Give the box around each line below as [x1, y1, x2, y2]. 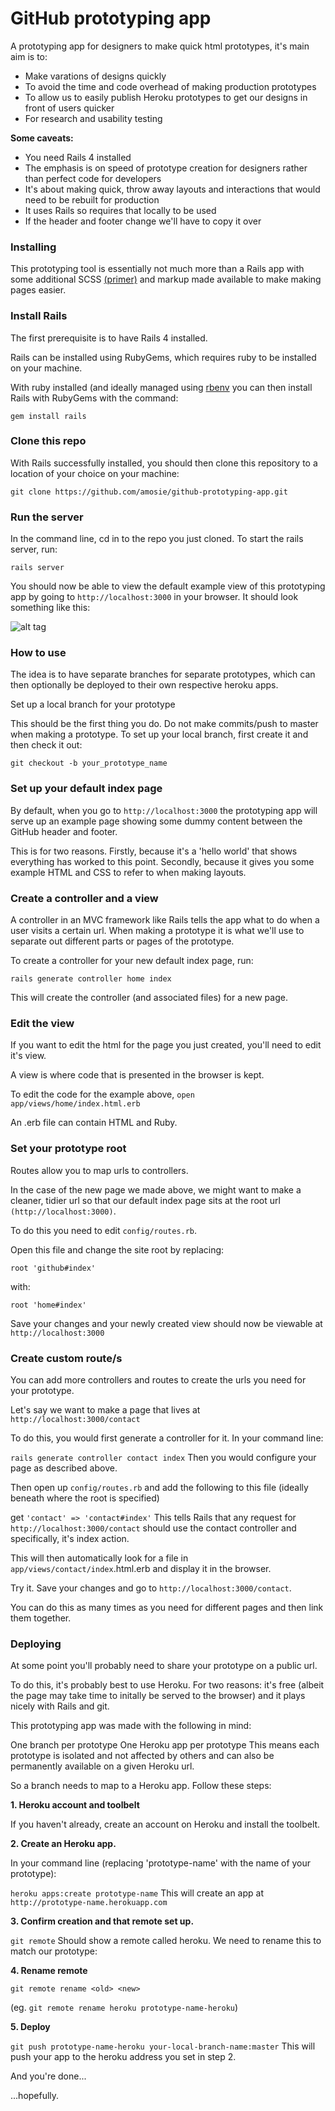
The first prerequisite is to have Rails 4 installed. [10, 332, 208, 344]
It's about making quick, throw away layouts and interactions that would [24, 183, 321, 195]
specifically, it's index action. [10, 1532, 130, 1544]
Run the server [10, 510, 84, 524]
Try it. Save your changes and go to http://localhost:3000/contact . [10, 1582, 292, 1594]
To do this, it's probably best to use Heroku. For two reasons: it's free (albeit [10, 1679, 325, 1691]
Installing [10, 240, 57, 254]
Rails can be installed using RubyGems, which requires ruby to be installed [10, 351, 317, 363]
